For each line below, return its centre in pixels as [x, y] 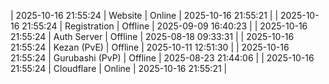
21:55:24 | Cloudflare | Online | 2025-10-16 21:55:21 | [119, 68]
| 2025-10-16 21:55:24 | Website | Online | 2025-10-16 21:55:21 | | [144, 15]
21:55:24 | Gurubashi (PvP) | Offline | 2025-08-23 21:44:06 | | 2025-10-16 [162, 58]
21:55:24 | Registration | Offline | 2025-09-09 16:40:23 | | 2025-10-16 [164, 26]
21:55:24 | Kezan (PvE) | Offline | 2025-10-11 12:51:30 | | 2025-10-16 [150, 47]
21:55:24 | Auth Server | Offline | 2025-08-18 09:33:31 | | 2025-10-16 [152, 36]
